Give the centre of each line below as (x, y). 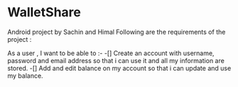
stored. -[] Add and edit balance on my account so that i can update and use (119, 68)
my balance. (26, 76)
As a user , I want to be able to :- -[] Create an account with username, (111, 53)
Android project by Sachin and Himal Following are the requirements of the (117, 32)
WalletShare (44, 12)
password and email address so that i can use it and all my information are (116, 60)
